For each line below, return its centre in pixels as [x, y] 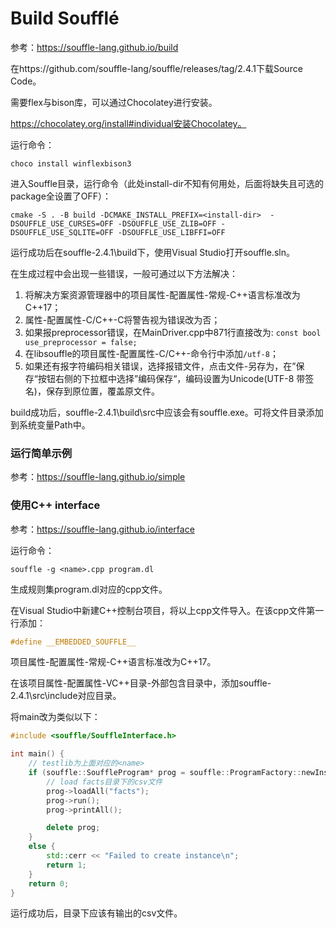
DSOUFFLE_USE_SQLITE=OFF [62, 232]
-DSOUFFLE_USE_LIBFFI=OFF [171, 232]
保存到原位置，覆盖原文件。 [102, 391]
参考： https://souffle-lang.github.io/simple [98, 477]
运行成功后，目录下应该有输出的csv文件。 [96, 913]
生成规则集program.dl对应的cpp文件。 [89, 589]
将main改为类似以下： [55, 717]
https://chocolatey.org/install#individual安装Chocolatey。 [128, 123]
